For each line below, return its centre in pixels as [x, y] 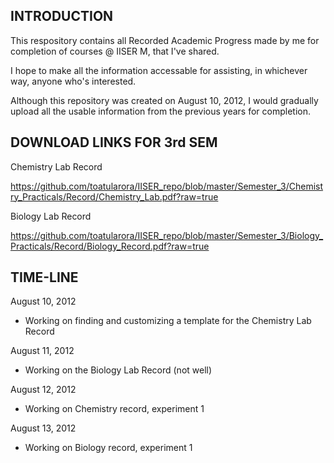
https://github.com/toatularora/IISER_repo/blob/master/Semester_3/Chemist [167, 186]
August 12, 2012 [43, 390]
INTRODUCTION [62, 16]
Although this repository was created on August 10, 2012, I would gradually [164, 100]
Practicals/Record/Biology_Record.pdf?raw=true [110, 246]
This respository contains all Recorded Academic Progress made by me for [165, 40]
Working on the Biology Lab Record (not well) [118, 370]
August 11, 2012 [42, 351]
